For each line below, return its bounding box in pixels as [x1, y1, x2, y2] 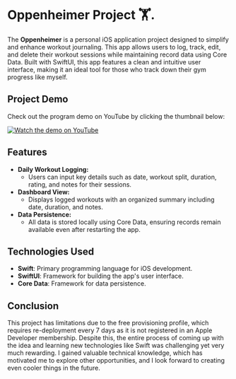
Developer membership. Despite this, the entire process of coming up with [7, 334, 224, 342]
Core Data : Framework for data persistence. [17, 279, 146, 288]
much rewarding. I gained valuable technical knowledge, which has [7, 349, 203, 357]
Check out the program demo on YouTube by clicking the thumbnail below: [7, 112, 225, 120]
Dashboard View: [17, 187, 70, 196]
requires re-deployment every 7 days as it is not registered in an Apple [7, 326, 213, 334]
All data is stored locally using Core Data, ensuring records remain [28, 218, 221, 226]
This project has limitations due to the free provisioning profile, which [7, 319, 209, 327]
